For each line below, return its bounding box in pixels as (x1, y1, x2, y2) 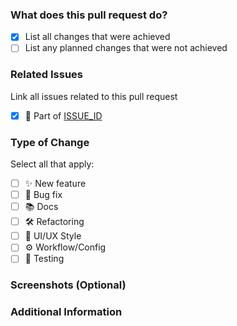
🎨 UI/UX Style (24, 230, 82, 242)
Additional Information (10, 305, 123, 319)
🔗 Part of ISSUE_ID (24, 109, 103, 122)
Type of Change (10, 135, 90, 149)
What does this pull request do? (10, 8, 168, 22)
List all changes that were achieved (24, 31, 171, 43)
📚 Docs (24, 201, 59, 213)
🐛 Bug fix (24, 189, 63, 201)
